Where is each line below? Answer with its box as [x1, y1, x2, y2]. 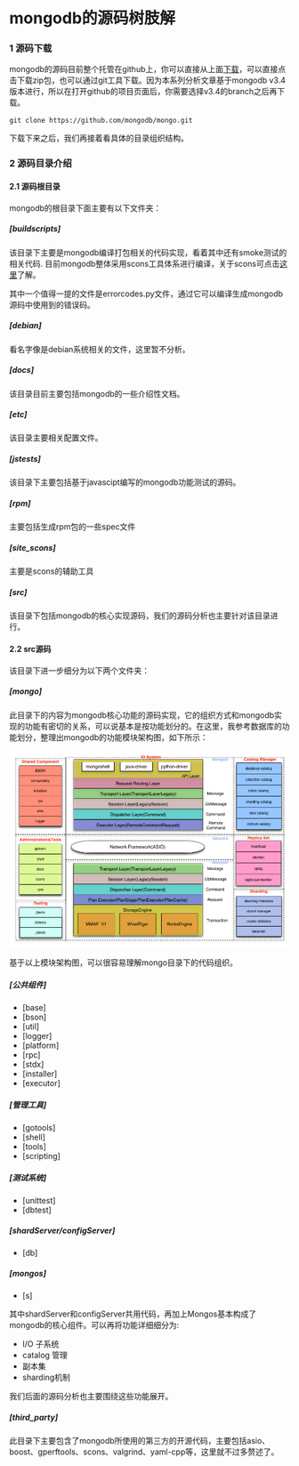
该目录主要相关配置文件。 [9, 432, 103, 443]
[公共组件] [9, 979, 47, 990]
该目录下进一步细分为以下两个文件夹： [9, 665, 149, 676]
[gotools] [21, 1123, 56, 1133]
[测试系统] [9, 1172, 47, 1183]
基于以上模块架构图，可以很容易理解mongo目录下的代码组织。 [9, 957, 238, 968]
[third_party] [9, 1412, 59, 1422]
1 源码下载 [9, 42, 53, 54]
